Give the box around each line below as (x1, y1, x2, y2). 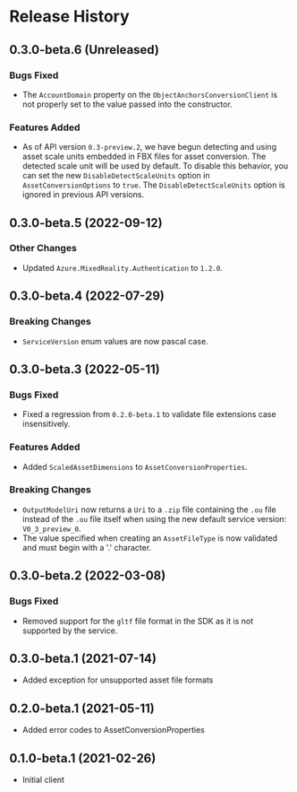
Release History (9, 6, 130, 27)
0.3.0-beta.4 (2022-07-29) (9, 289, 165, 304)
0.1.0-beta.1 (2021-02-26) (9, 751, 157, 766)
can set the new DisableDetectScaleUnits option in (21, 170, 210, 181)
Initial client (21, 774, 65, 785)
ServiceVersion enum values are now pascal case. (21, 335, 208, 346)
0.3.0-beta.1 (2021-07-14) (9, 650, 157, 666)
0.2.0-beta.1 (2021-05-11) (9, 701, 155, 716)
